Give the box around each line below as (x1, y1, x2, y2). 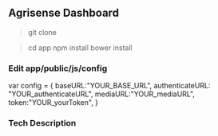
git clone (27, 27, 57, 37)
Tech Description (8, 118, 77, 129)
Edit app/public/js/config (8, 63, 108, 74)
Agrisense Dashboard (8, 6, 120, 20)
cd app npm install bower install (27, 43, 133, 52)
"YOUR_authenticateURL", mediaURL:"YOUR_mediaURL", (8, 89, 196, 99)
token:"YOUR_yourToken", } (8, 98, 98, 107)
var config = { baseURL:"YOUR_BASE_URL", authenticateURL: (8, 81, 211, 91)
